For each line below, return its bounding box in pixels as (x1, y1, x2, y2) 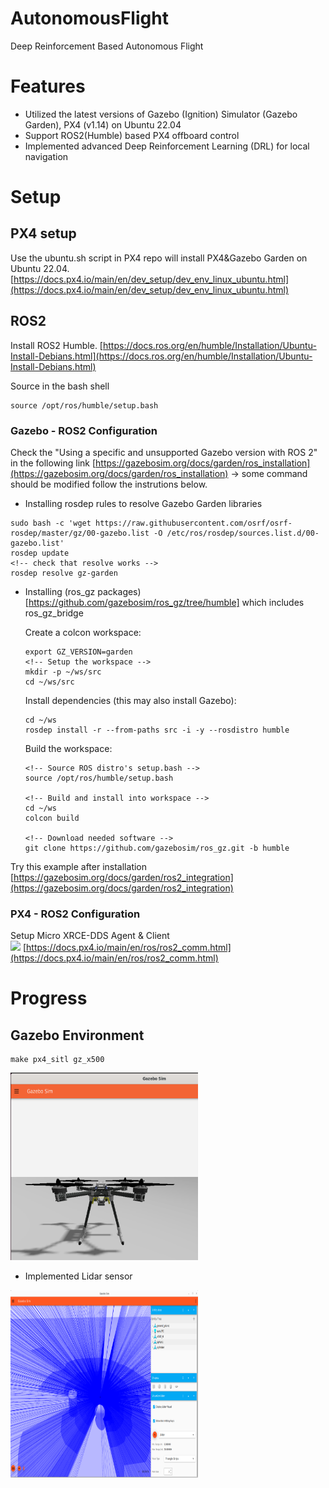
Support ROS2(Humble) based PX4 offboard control (24, 129, 240, 141)
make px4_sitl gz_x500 (10, 1055, 105, 1065)
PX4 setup (10, 225, 77, 242)
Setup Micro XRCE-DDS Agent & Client (10, 930, 170, 942)
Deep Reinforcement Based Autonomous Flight (10, 40, 204, 52)
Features (10, 75, 86, 98)
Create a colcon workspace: (24, 626, 142, 638)
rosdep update (10, 548, 70, 558)
